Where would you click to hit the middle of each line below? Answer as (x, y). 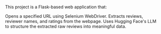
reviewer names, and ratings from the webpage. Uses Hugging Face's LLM (81, 21)
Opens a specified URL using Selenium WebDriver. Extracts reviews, (74, 16)
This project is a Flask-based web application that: (56, 7)
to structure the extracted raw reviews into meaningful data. (66, 26)
